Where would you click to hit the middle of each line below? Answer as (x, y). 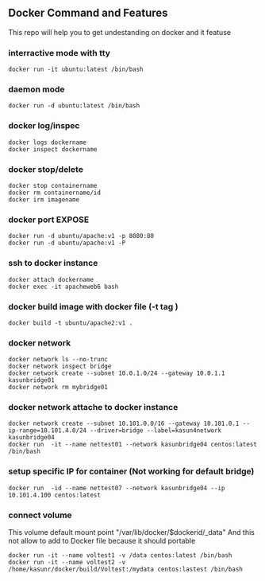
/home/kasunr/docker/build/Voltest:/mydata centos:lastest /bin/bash (126, 569)
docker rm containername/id (55, 193)
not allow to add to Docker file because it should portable (102, 541)
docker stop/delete (46, 169)
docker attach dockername (51, 279)
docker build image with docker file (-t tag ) (93, 306)
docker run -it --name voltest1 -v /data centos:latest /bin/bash (120, 556)
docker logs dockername (48, 142)
